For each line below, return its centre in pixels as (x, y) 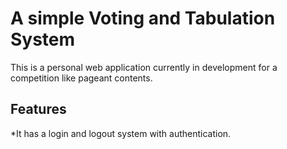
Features (38, 109)
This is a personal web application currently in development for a (144, 67)
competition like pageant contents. (81, 78)
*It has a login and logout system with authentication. (121, 133)
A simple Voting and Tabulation (143, 18)
